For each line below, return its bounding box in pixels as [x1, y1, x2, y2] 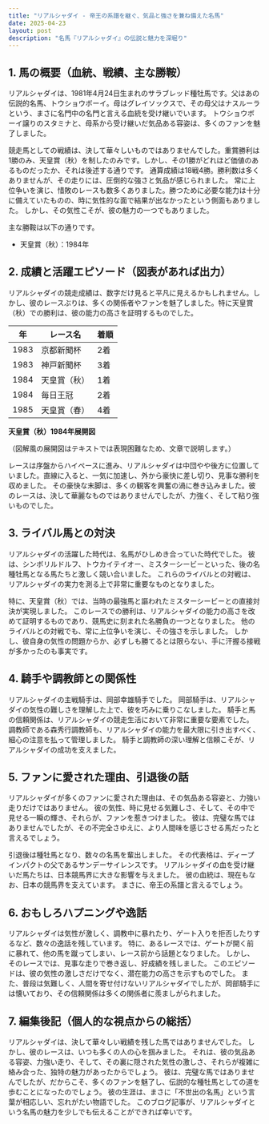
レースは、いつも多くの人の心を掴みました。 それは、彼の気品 [42, 1046, 249, 1057]
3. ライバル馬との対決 [8, 526, 115, 540]
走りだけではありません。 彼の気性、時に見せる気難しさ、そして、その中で [8, 803, 255, 813]
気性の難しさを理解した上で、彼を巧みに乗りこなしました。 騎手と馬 [29, 705, 256, 714]
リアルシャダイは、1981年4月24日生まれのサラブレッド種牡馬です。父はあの [8, 89, 260, 98]
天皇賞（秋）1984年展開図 [8, 426, 96, 436]
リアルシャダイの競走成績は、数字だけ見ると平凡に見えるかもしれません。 [8, 287, 254, 297]
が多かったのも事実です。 [8, 646, 92, 656]
